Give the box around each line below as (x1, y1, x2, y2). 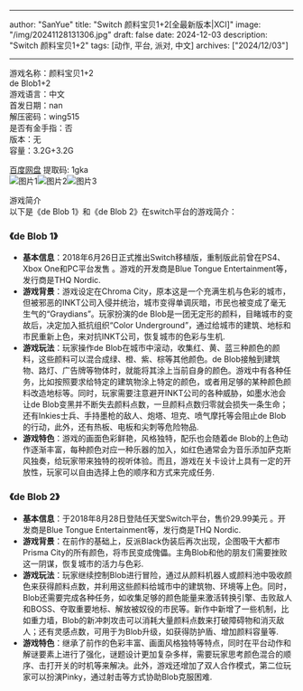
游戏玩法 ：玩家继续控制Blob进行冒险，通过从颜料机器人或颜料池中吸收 (22, 569, 285, 580)
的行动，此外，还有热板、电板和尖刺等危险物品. (22, 421, 199, 432)
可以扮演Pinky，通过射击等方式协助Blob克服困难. (30, 671, 213, 682)
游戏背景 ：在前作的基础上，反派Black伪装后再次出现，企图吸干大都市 (22, 535, 280, 546)
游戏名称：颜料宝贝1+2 (9, 68, 95, 78)
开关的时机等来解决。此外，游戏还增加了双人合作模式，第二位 (53, 659, 284, 670)
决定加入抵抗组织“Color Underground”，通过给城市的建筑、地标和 (46, 320, 291, 331)
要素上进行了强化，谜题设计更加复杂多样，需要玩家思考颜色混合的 (38, 648, 284, 659)
